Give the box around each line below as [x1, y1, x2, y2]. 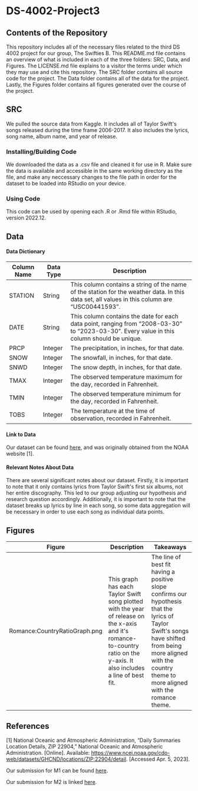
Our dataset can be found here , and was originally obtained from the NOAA [6, 444, 189, 451]
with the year [108, 605, 144, 613]
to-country [108, 642, 140, 650]
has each [108, 583, 134, 591]
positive [151, 575, 174, 583]
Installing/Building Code [6, 147, 77, 156]
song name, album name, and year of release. [6, 133, 118, 140]
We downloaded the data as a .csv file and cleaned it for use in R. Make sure [6, 161, 192, 168]
